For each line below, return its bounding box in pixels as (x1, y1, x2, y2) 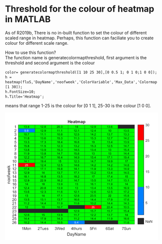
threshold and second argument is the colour (5, 60, 95, 66)
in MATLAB (5, 14, 51, 25)
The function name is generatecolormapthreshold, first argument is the (5, 54, 147, 60)
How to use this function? (5, 50, 56, 55)
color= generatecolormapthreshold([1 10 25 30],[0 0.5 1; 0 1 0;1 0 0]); (5, 70, 158, 75)
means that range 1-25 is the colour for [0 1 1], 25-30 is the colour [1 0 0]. (5, 103, 151, 108)
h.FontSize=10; (5, 89, 36, 94)
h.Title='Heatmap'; (5, 94, 45, 99)
